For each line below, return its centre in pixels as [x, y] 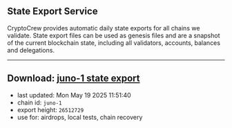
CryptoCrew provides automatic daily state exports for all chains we [104, 28]
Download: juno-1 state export [74, 79]
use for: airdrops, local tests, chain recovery [80, 117]
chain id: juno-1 [39, 102]
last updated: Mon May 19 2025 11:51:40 [74, 95]
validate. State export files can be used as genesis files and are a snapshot [114, 35]
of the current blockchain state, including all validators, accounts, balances [114, 43]
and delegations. [31, 50]
